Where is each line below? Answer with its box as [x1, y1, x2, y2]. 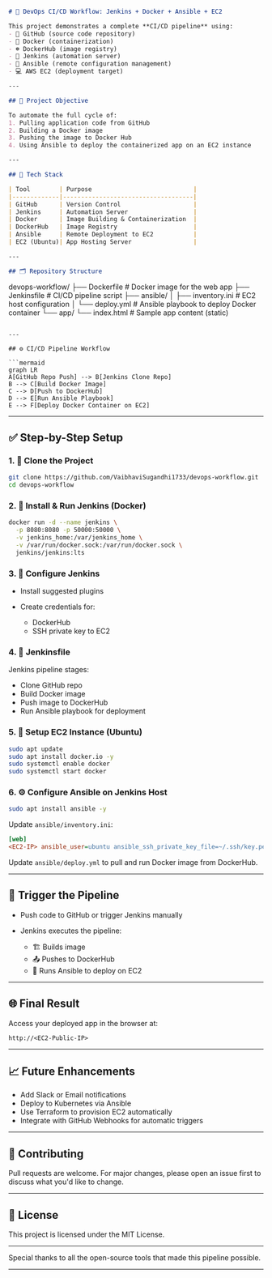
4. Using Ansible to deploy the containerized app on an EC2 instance [8, 142, 252, 150]
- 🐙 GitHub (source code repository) [8, 29, 136, 38]
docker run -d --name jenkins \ [8, 518, 117, 526]
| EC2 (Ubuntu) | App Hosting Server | [8, 238, 198, 246]
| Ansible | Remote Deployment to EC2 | [8, 231, 198, 239]
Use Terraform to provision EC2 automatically [19, 1107, 172, 1117]
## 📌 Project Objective [8, 96, 89, 104]
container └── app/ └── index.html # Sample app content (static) [8, 308, 229, 317]
